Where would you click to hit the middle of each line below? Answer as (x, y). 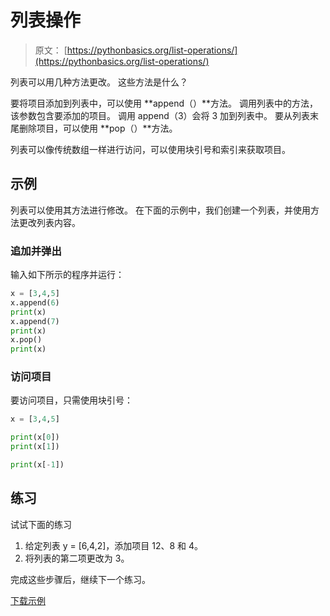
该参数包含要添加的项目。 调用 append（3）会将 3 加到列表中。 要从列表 (160, 115)
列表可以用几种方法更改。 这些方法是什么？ (99, 82)
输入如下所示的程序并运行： (67, 275)
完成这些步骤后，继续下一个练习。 (80, 579)
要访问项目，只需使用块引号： (71, 400)
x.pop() (26, 340)
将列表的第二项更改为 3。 (77, 558)
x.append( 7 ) (35, 321)
